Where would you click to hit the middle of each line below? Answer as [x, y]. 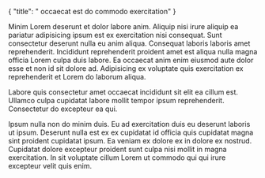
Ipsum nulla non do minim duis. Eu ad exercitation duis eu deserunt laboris [129, 124]
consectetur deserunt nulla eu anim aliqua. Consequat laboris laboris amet [129, 43]
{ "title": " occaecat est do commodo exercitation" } [92, 11]
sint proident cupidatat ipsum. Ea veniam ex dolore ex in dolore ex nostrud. [130, 141]
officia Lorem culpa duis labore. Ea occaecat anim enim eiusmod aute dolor [131, 60]
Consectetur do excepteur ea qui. [63, 109]
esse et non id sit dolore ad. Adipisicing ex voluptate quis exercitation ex [126, 69]
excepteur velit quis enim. [50, 166]
